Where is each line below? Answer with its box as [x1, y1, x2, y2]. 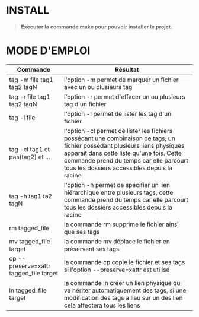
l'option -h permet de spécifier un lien [64, 180, 171, 189]
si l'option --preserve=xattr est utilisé [64, 265, 170, 274]
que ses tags [64, 227, 100, 236]
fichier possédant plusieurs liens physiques [64, 141, 185, 150]
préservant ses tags [64, 245, 120, 253]
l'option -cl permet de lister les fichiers [64, 126, 173, 135]
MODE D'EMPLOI [6, 44, 91, 58]
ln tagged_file [9, 286, 47, 294]
